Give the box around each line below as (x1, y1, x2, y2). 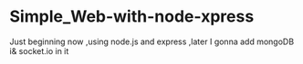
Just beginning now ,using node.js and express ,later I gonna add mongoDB (9, 36, 295, 47)
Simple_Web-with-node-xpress (9, 6, 255, 27)
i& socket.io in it (9, 45, 69, 56)
